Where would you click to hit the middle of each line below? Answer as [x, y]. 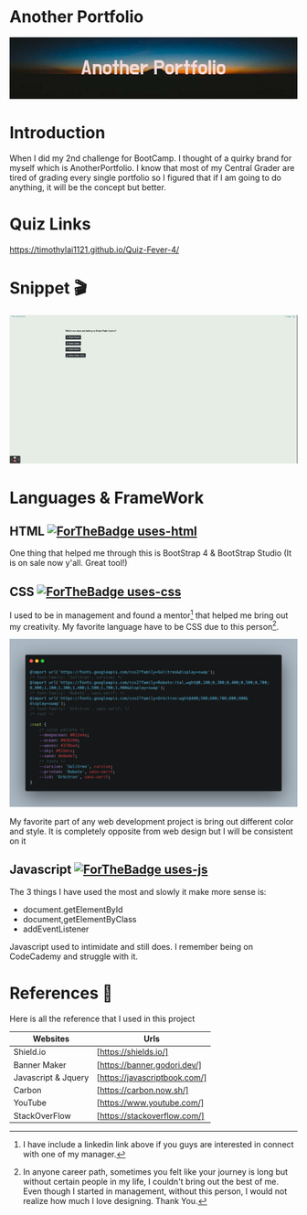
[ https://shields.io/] [132, 1052]
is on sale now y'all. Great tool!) [69, 563]
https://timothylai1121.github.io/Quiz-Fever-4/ [95, 250]
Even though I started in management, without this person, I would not [155, 1191]
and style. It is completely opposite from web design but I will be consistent [152, 831]
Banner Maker [40, 1065]
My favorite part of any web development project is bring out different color [152, 821]
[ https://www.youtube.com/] [150, 1103]
